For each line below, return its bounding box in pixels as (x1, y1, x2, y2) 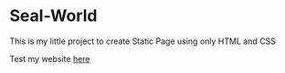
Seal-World (9, 5, 98, 26)
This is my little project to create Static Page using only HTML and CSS (9, 36, 277, 47)
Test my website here (9, 53, 90, 64)
